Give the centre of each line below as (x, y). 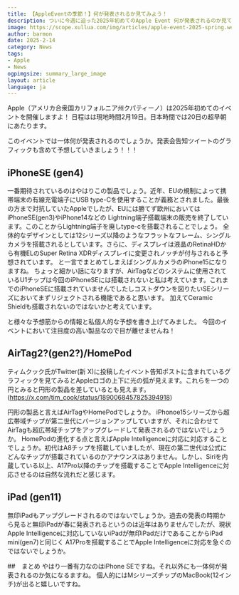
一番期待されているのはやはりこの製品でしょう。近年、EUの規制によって (114, 191)
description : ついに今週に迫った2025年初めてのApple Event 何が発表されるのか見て (120, 21)
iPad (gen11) (34, 497)
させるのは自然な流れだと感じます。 (66, 474)
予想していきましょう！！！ (97, 150)
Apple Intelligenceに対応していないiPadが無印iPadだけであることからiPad (115, 533)
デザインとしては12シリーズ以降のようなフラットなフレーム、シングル (128, 235)
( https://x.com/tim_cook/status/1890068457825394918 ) (90, 397)
